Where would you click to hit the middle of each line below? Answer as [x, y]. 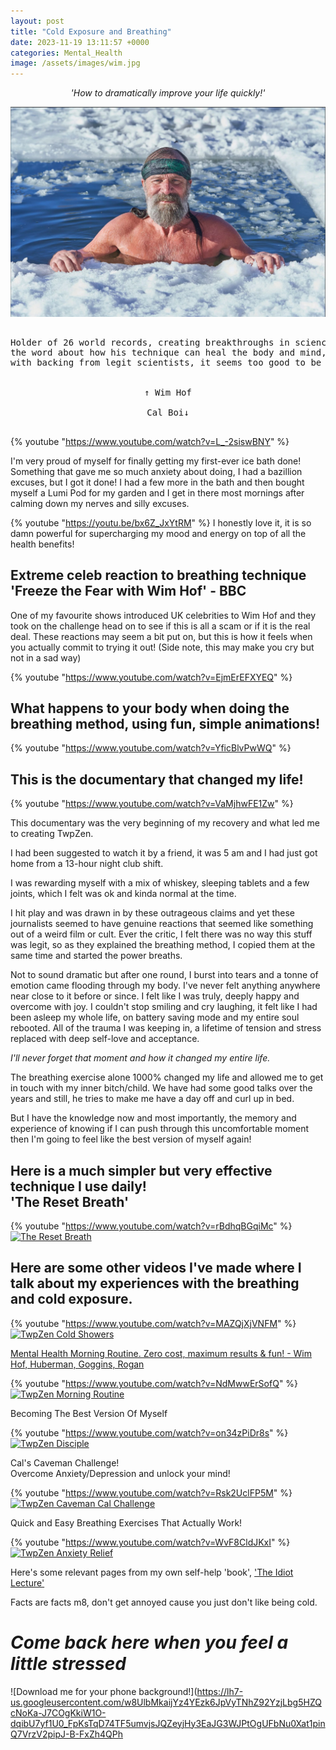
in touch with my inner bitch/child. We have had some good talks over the [161, 1088]
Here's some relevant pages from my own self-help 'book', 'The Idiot [152, 1572]
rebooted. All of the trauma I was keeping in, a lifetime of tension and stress [166, 1028]
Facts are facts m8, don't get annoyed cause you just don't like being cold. [164, 1602]
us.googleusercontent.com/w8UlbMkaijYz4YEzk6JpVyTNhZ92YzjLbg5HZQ [166, 1702]
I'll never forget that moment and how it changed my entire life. [140, 1058]
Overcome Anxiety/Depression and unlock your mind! [120, 1473]
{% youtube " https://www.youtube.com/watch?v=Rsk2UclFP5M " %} [151, 1492]
